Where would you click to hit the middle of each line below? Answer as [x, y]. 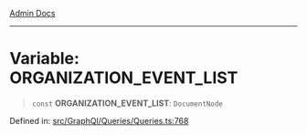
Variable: [45, 59]
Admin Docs [32, 13]
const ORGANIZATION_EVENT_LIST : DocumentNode [127, 103]
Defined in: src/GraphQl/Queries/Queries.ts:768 [99, 120]
